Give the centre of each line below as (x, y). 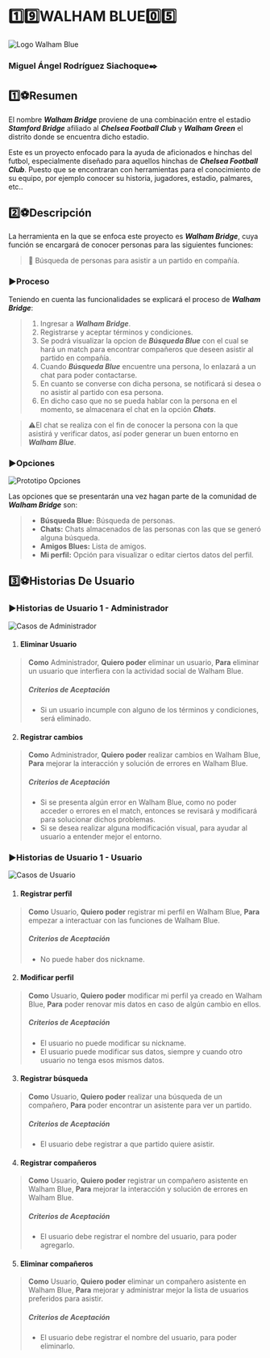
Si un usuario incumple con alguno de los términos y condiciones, (150, 709)
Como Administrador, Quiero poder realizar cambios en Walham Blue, (144, 755)
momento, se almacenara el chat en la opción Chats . (128, 409)
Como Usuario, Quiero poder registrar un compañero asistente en (138, 1180)
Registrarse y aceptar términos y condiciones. (116, 332)
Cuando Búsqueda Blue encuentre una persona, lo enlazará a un (148, 366)
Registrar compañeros (58, 1162)
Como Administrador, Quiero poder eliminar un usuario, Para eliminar (143, 662)
